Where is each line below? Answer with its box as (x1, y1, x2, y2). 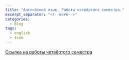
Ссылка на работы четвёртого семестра (5, 48, 93, 55)
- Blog (10, 21, 24, 26)
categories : (5, 16, 30, 21)
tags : (5, 26, 17, 31)
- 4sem (10, 35, 24, 40)
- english (10, 30, 30, 35)
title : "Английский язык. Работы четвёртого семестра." (5, 7, 124, 12)
